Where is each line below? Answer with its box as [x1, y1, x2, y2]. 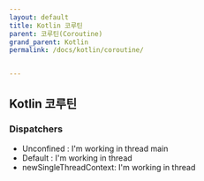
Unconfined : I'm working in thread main [21, 143, 169, 154]
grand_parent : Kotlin [9, 37, 89, 47]
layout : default [9, 12, 69, 22]
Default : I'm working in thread [21, 152, 132, 163]
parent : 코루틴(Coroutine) [9, 29, 103, 38]
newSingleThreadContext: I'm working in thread [21, 162, 196, 172]
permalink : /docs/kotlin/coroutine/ [9, 46, 144, 55]
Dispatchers [9, 123, 64, 135]
